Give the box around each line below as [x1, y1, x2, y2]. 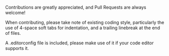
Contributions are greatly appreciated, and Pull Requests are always [5, 5, 146, 10]
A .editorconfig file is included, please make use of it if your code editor [5, 40, 154, 46]
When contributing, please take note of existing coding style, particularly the [5, 20, 164, 25]
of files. [5, 30, 21, 36]
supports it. [5, 45, 29, 51]
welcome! [5, 10, 26, 16]
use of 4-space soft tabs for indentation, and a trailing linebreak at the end [5, 25, 160, 31]
